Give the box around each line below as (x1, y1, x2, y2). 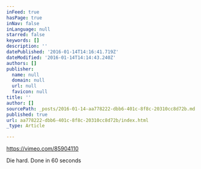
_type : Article (6, 123, 45, 129)
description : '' (6, 43, 48, 50)
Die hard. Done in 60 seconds (6, 157, 81, 164)
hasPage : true (6, 15, 43, 21)
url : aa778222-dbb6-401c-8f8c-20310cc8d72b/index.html (6, 117, 149, 123)
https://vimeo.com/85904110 (6, 145, 79, 152)
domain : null (12, 77, 45, 83)
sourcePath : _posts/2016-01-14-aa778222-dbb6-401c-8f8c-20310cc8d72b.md (6, 105, 196, 112)
